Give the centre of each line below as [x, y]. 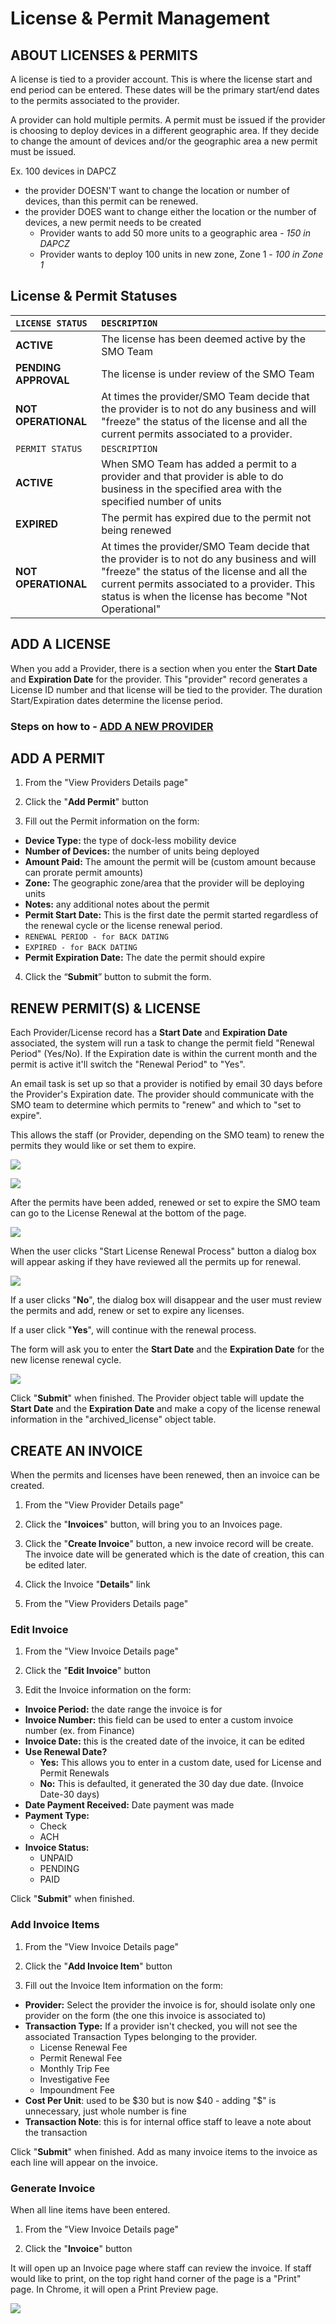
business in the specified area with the [192, 489]
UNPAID [56, 1858]
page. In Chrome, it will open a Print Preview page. [114, 2289]
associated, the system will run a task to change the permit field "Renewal [162, 1043]
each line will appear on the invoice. [84, 2162]
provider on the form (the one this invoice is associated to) [145, 2015]
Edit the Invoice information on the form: [108, 1690]
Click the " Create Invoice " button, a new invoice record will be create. [169, 1543]
